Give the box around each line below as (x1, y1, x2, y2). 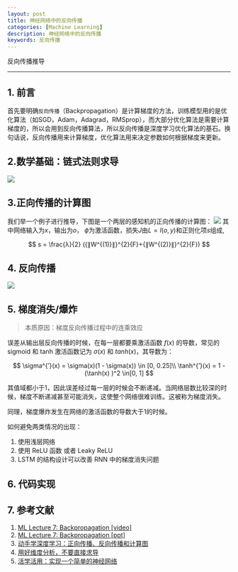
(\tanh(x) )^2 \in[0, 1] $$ (84, 369, 154, 377)
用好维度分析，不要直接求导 (17, 548, 99, 556)
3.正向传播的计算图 (7, 197, 91, 209)
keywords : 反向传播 (7, 37, 61, 44)
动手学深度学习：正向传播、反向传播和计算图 (17, 539, 149, 548)
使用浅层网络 (17, 437, 55, 446)
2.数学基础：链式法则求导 (7, 156, 119, 168)
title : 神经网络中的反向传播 (7, 17, 83, 24)
